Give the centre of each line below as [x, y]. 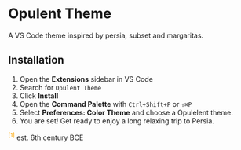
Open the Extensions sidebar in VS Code [86, 79]
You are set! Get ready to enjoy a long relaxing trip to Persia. [117, 121]
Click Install [39, 96]
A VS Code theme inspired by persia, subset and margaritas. [106, 35]
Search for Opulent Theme [60, 87]
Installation [36, 60]
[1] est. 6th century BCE [46, 137]
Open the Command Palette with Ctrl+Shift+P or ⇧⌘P [106, 104]
